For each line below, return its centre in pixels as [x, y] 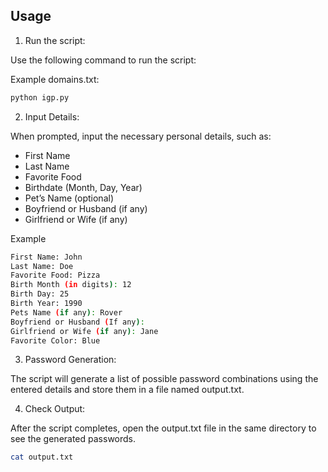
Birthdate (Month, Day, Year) [83, 187]
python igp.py [40, 97]
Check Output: [55, 409]
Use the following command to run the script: [103, 60]
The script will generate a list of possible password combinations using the [164, 379]
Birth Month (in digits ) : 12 [71, 285]
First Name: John [46, 257]
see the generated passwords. [73, 439]
